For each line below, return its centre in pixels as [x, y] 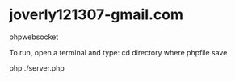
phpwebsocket [34, 37]
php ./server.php [37, 68]
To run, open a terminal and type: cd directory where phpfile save [118, 52]
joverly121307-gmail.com [97, 15]
